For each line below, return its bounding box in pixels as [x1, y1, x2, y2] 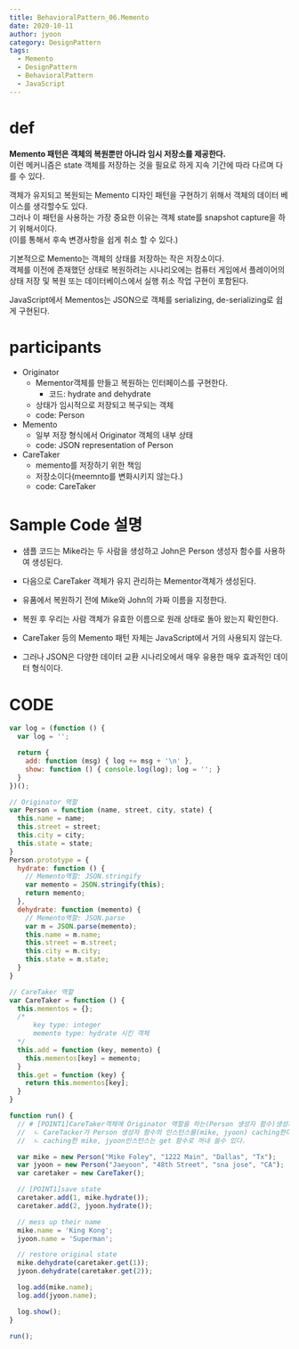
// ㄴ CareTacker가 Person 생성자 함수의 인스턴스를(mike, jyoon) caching [17, 1128, 280, 1137]
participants [9, 337, 102, 357]
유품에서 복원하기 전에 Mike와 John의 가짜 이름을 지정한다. [21, 594, 227, 606]
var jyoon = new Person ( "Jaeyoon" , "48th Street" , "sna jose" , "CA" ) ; [17, 1160, 285, 1170]
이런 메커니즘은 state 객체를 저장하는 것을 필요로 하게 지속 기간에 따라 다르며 [9, 159, 274, 170]
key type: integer [32, 1021, 101, 1030]
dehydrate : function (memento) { [17, 905, 141, 914]
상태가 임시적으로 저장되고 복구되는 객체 [35, 399, 174, 410]
